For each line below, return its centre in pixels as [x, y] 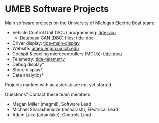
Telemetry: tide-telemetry [39, 59]
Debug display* [28, 64]
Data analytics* [28, 75]
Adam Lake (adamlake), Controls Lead [52, 115]
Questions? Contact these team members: [49, 94]
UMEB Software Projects [57, 9]
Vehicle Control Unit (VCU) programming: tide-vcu [64, 32]
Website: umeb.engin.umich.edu [46, 48]
